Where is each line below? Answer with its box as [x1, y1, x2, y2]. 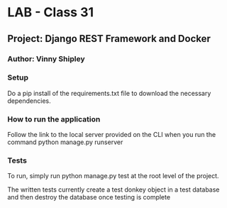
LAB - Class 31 [7, 4, 94, 21]
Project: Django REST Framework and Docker [7, 33, 211, 45]
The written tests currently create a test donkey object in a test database [7, 185, 220, 194]
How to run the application [7, 114, 101, 124]
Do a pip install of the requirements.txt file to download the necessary [7, 89, 211, 97]
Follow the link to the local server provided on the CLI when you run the [7, 131, 216, 139]
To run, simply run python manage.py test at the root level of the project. [7, 172, 219, 180]
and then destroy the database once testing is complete [7, 193, 171, 202]
